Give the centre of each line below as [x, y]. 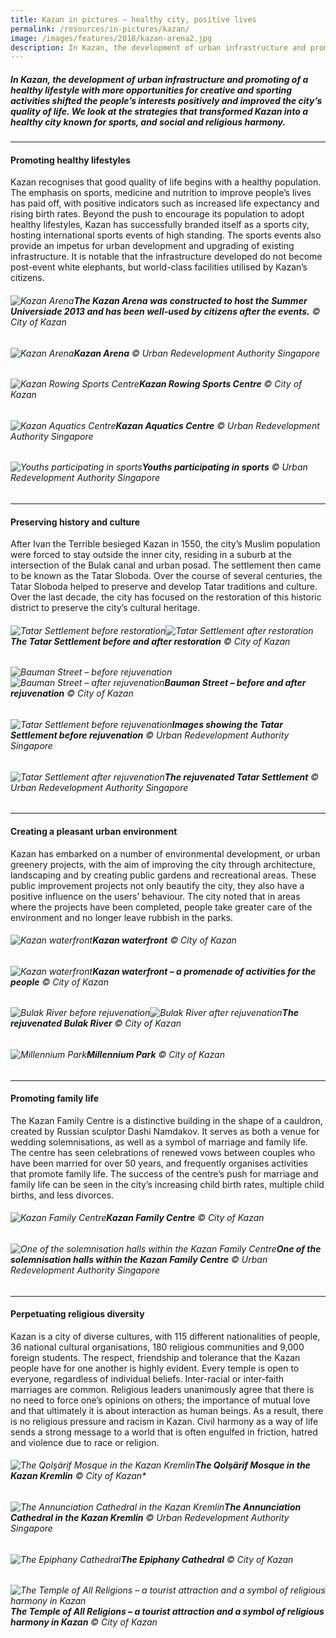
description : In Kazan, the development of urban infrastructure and [158, 47]
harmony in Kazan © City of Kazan [84, 1622]
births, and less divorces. [62, 1195]
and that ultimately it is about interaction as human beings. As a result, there [167, 1410]
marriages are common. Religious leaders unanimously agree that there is [162, 1389]
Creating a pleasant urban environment [94, 831]
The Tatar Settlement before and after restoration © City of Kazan [150, 641]
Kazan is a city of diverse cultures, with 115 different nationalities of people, [165, 1336]
